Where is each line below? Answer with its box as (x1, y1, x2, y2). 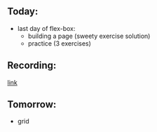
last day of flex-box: (17, 24, 76, 32)
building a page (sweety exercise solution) (27, 32, 151, 40)
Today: (7, 6, 39, 18)
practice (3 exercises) (27, 39, 91, 48)
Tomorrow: (7, 98, 57, 111)
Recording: (7, 60, 57, 72)
